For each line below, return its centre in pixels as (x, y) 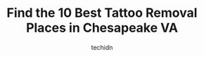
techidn (102, 47)
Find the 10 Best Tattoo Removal (102, 13)
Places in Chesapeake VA (102, 28)
